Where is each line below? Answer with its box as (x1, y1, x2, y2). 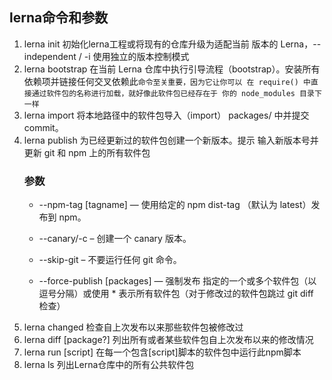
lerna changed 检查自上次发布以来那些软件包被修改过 (23, 321, 244, 333)
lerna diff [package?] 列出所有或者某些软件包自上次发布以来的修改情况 (23, 334, 314, 346)
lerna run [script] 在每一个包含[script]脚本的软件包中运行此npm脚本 (23, 346, 302, 358)
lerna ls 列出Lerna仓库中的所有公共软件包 (23, 359, 195, 371)
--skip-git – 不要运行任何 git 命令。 (38, 254, 182, 266)
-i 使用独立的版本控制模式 (83, 50, 190, 62)
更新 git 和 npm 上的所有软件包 (23, 146, 151, 158)
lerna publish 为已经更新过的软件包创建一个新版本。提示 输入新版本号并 (23, 134, 319, 146)
